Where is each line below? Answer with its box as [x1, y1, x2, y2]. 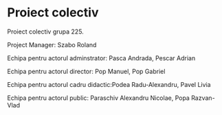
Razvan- [191, 94, 215, 102]
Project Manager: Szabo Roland [7, 40, 97, 49]
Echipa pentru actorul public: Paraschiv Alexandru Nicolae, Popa [7, 94, 190, 102]
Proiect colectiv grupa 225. [7, 27, 84, 36]
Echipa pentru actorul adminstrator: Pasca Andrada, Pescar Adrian [7, 53, 196, 62]
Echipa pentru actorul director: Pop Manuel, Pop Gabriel [7, 67, 166, 75]
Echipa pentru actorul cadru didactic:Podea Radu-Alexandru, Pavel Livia [7, 80, 211, 88]
